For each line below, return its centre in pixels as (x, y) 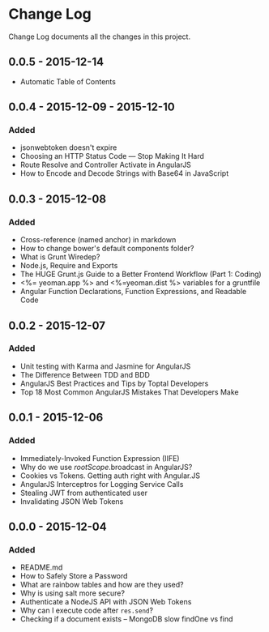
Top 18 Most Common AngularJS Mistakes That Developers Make (129, 392)
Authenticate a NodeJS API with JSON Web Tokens (106, 602)
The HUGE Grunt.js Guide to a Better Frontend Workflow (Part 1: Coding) (141, 274)
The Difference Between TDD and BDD (85, 374)
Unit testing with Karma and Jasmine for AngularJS (105, 366)
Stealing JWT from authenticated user (84, 493)
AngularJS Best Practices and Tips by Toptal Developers (114, 383)
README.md (41, 567)
